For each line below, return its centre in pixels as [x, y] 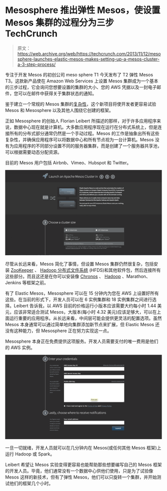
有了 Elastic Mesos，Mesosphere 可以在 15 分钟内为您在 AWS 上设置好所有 [82, 293]
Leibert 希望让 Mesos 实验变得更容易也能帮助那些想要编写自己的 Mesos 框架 [83, 465]
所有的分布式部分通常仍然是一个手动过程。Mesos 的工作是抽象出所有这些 [84, 133]
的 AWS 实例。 [20, 348]
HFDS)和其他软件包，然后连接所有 [126, 270]
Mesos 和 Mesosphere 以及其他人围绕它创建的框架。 [59, 110]
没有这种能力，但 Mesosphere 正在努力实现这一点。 [58, 331]
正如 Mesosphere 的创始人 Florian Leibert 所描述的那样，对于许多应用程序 [81, 121]
